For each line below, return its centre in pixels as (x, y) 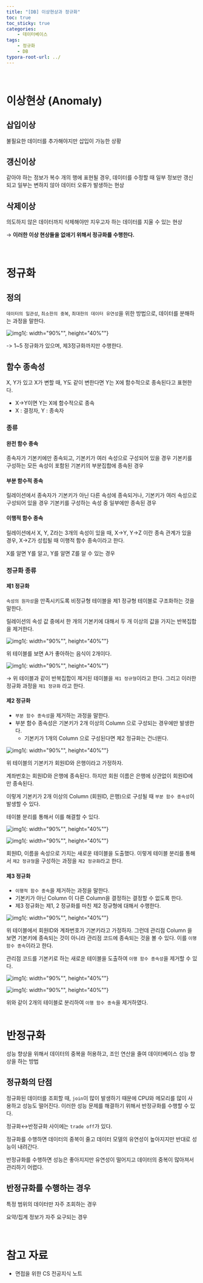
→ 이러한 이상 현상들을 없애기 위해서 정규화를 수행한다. (71, 235)
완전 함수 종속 (22, 443)
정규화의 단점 (29, 1082)
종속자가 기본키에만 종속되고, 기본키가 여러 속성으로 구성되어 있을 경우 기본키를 (99, 458)
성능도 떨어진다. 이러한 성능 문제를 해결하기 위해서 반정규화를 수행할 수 (105, 1106)
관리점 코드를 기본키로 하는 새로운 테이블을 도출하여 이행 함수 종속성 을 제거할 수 (98, 959)
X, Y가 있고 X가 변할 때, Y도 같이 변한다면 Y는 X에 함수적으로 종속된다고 (91, 383)
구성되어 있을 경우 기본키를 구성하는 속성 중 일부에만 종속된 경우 (82, 503)
